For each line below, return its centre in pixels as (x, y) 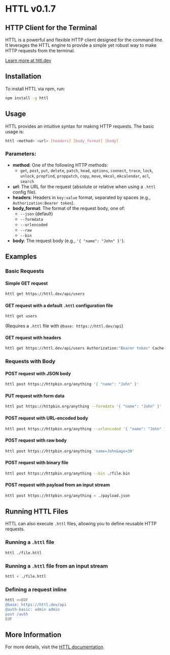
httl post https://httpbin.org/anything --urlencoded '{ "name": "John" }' (87, 429)
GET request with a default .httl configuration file (59, 305)
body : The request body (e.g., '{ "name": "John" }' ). (69, 241)
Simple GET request (27, 283)
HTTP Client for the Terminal (51, 28)
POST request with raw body (36, 440)
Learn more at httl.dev (28, 61)
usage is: (15, 131)
